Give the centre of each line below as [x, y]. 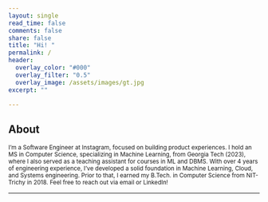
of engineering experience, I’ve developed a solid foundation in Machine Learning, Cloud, [131, 168]
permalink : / [30, 53]
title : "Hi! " [32, 46]
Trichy [17, 183]
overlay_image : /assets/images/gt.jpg [80, 82]
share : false [30, 38]
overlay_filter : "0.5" [53, 75]
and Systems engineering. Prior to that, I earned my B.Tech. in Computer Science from [126, 176]
